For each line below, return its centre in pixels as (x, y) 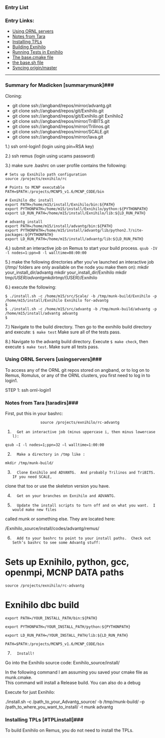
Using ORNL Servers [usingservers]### (54, 359)
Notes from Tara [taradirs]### (42, 403)
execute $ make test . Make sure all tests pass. (52, 347)
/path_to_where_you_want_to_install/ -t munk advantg (59, 707)
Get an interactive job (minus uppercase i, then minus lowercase (86, 432)
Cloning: (14, 96)
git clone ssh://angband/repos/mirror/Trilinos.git (61, 126)
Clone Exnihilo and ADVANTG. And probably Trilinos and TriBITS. (86, 473)
